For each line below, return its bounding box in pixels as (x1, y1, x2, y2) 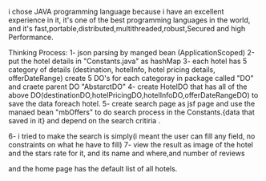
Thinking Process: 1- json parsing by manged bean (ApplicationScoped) (8, 48, 246, 57)
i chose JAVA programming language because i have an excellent (8, 7, 224, 16)
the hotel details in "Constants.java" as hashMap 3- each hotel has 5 (21, 56, 248, 66)
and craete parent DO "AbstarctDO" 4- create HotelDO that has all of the (8, 82, 248, 91)
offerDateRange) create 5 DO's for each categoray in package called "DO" (8, 74, 254, 82)
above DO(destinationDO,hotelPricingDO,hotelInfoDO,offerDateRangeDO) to (8, 90, 259, 99)
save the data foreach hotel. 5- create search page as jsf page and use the (8, 99, 256, 108)
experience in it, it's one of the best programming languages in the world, (8, 15, 251, 25)
